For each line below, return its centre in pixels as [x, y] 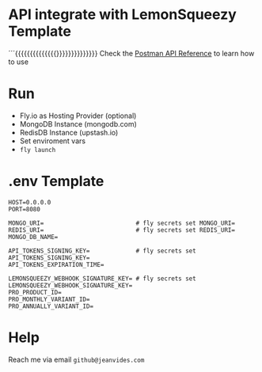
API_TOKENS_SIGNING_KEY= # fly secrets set [102, 251]
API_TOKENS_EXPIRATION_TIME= [56, 264]
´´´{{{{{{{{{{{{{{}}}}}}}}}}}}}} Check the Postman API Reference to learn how [131, 53]
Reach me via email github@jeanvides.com [76, 359]
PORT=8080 [25, 209]
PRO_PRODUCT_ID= [35, 292]
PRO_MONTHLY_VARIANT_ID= [49, 299]
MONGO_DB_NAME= [33, 237]
